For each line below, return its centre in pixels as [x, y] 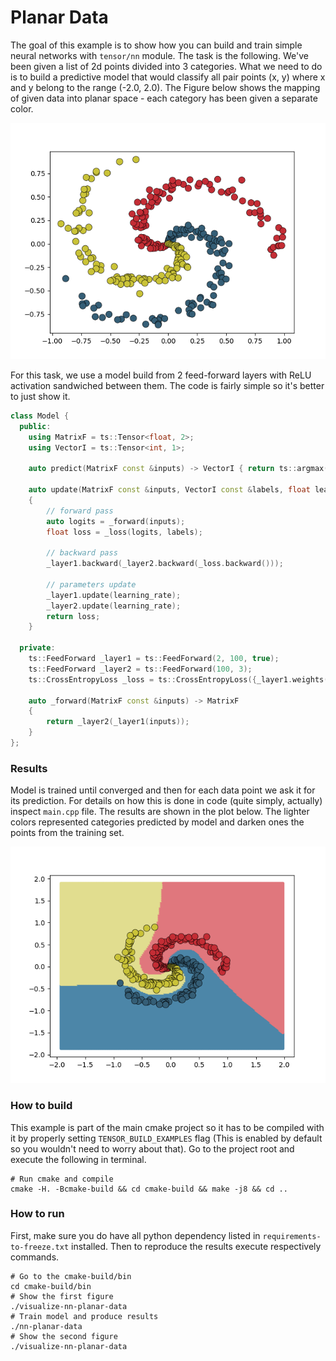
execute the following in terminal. [78, 1159]
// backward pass [82, 553]
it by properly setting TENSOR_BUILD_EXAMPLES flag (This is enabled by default [166, 1138]
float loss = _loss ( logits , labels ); [124, 532]
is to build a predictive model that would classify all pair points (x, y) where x [168, 77]
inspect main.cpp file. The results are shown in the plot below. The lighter [160, 812]
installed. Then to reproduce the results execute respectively [196, 1246]
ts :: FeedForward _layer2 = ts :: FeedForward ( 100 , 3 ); [140, 669]
